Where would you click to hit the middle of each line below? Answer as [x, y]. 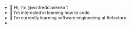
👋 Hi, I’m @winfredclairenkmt [39, 7]
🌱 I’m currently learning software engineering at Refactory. [68, 18]
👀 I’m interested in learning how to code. [50, 13]
